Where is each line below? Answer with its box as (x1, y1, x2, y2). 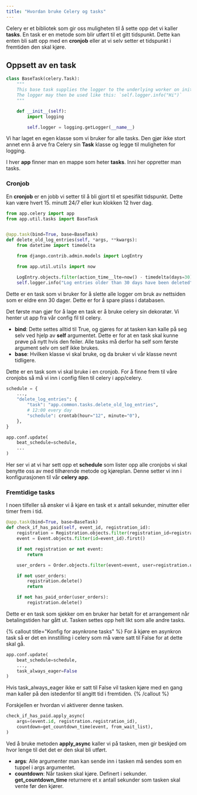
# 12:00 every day (27, 407, 72, 413)
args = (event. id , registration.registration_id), (16, 719, 138, 725)
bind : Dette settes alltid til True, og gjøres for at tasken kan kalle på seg (14, 325, 187, 332)
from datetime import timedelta (16, 243, 96, 249)
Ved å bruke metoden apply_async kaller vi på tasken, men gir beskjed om (6, 740, 186, 747)
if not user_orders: (16, 573, 67, 579)
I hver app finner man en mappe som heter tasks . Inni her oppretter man (6, 159, 182, 166)
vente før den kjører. (14, 782, 64, 789)
